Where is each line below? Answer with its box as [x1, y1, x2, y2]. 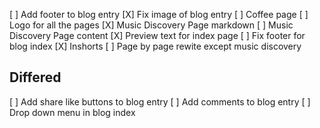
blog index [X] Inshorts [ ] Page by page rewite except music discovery [9, 40, 302, 52]
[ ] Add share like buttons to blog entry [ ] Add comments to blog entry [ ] [9, 95, 311, 108]
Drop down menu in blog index [9, 106, 136, 118]
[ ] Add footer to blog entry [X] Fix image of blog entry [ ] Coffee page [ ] [9, 9, 309, 20]
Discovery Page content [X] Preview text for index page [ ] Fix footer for [9, 30, 306, 41]
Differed [9, 69, 62, 86]
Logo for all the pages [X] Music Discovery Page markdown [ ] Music [9, 19, 294, 31]
